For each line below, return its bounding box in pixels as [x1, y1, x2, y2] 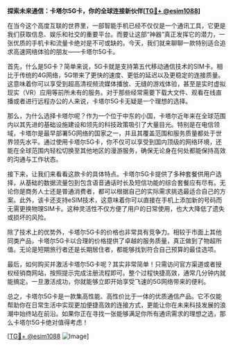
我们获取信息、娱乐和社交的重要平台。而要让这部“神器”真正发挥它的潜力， [7, 31, 220, 38]
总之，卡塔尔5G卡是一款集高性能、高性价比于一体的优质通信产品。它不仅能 [7, 292, 222, 301]
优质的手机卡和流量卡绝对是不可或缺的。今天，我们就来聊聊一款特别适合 [12, 39, 220, 47]
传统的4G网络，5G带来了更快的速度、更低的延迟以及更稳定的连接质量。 [19, 71, 225, 79]
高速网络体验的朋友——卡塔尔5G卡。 [12, 48, 119, 56]
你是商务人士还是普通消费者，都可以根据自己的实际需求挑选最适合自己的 [12, 187, 220, 195]
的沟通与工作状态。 [7, 155, 62, 163]
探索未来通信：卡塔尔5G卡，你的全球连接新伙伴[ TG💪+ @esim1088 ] [7, 7, 201, 15]
